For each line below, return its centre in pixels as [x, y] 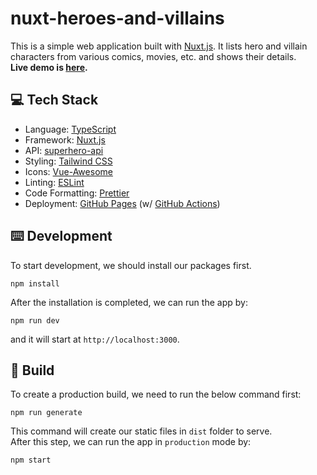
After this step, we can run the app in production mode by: [131, 442]
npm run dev [35, 320]
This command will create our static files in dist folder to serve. [141, 431]
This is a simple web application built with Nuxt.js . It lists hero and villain [159, 46]
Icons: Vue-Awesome [68, 171]
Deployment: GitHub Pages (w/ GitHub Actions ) [122, 203]
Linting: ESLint [54, 182]
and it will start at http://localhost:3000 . [95, 339]
